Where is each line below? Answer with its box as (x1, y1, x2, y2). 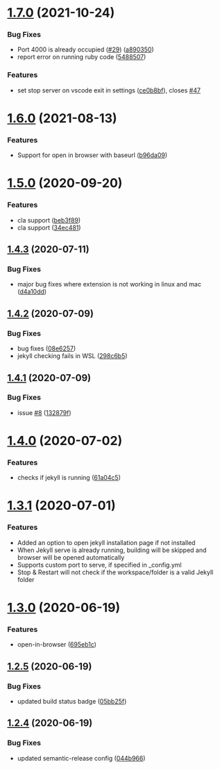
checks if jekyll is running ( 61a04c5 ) (17, 473, 121, 482)
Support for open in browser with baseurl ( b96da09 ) (17, 151, 168, 159)
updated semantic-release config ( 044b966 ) (17, 754, 146, 762)
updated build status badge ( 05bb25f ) (17, 697, 127, 705)
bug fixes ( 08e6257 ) (17, 344, 76, 353)
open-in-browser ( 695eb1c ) (17, 640, 97, 649)
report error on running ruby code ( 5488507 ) (17, 53, 146, 61)
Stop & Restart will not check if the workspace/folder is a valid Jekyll (17, 568, 214, 576)
